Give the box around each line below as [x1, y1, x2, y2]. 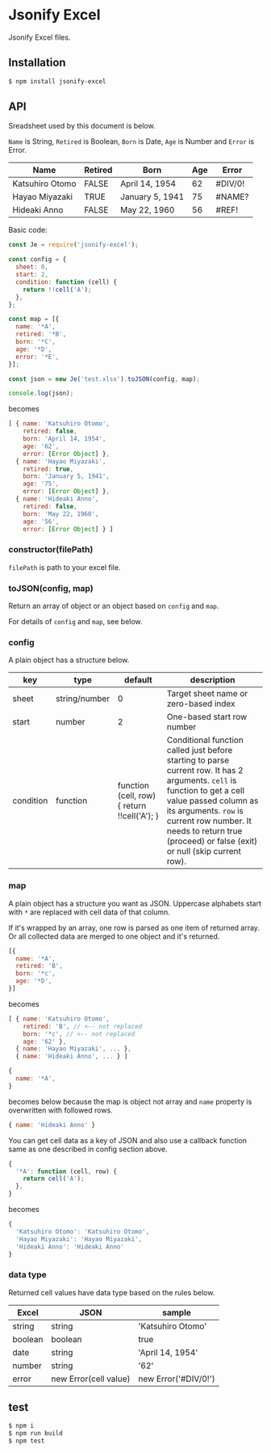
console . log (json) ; [8, 390, 74, 398]
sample [162, 1307, 192, 1318]
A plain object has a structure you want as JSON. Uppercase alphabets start [8, 898, 262, 908]
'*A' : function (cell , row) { [15, 1167, 117, 1176]
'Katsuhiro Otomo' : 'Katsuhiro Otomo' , [15, 1227, 150, 1235]
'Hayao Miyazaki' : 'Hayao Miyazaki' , [15, 1235, 143, 1243]
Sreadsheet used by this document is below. [8, 121, 156, 131]
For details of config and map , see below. [8, 617, 143, 627]
